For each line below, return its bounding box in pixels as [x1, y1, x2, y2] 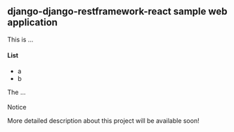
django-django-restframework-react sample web [7, 6, 228, 18]
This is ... [7, 35, 34, 44]
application [7, 17, 58, 29]
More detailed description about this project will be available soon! [7, 117, 200, 125]
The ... [7, 88, 26, 97]
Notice [7, 103, 27, 112]
